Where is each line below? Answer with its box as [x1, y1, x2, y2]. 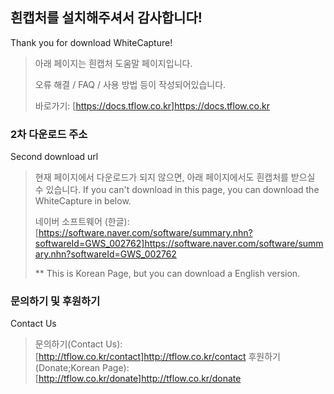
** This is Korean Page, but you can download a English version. [34, 268, 301, 280]
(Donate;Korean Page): [34, 362, 130, 374]
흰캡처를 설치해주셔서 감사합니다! [10, 9, 203, 27]
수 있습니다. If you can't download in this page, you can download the [34, 184, 320, 196]
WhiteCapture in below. [34, 195, 132, 207]
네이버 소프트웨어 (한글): [34, 216, 130, 228]
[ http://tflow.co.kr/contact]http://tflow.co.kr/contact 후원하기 [34, 351, 281, 363]
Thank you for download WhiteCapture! [10, 36, 173, 48]
